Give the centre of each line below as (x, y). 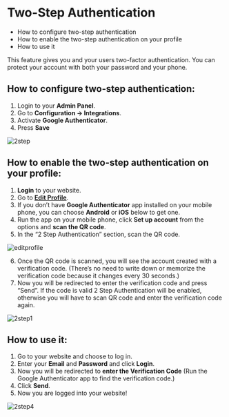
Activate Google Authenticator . (62, 120)
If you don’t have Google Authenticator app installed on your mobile (114, 204)
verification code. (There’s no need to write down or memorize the (111, 268)
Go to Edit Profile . (43, 197)
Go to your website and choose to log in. (75, 356)
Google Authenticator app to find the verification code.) (96, 378)
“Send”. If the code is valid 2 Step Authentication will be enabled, (109, 290)
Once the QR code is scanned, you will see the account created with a (117, 261)
